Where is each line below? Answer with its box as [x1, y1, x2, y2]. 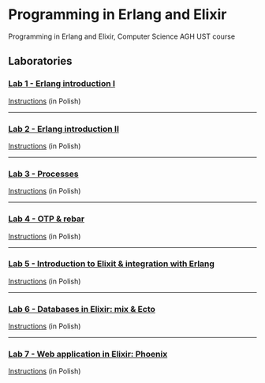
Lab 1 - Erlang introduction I [8, 78, 116, 89]
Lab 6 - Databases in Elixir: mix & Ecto [8, 303, 155, 314]
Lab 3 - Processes [8, 168, 79, 179]
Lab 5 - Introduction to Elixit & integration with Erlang [8, 258, 215, 269]
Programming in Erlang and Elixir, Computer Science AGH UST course [8, 32, 235, 41]
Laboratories [8, 54, 73, 68]
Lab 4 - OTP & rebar [8, 213, 85, 224]
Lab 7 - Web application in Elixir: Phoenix [8, 349, 168, 360]
